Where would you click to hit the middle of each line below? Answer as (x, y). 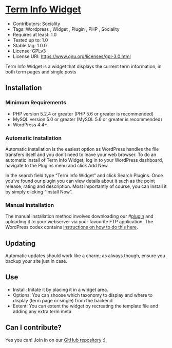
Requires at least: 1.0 (35, 34)
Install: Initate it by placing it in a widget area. (61, 289)
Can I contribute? (34, 328)
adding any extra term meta (42, 311)
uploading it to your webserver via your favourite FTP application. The (79, 222)
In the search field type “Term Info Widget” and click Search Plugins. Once (84, 175)
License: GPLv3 (29, 51)
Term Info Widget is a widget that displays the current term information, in (83, 66)
